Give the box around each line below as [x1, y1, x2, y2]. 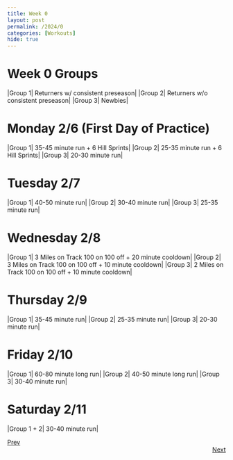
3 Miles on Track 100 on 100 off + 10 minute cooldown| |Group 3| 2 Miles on [7, 260, 224, 268]
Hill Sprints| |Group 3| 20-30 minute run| [7, 151, 123, 159]
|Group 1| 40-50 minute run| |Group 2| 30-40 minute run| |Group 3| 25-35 [7, 198, 218, 206]
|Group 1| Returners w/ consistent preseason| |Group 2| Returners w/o [7, 89, 208, 97]
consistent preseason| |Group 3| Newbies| [7, 97, 128, 105]
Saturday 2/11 [7, 401, 87, 417]
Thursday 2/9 [7, 293, 88, 308]
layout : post [7, 17, 45, 24]
